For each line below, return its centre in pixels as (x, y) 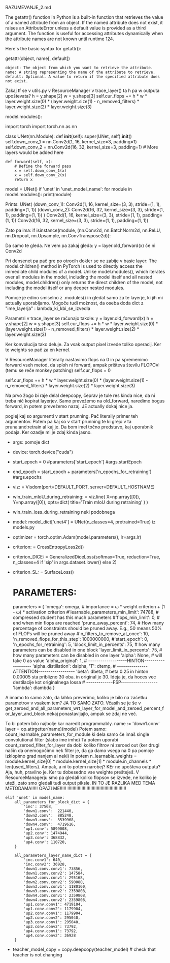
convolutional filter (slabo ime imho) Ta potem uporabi (62, 739)
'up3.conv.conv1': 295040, (52, 922)
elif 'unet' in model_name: (35, 797)
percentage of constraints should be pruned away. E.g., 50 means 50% (87, 628)
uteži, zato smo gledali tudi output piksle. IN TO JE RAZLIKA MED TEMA (80, 783)
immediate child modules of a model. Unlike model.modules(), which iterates (85, 272)
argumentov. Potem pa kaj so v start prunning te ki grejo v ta (69, 422)
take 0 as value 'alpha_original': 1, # (50, 661)
